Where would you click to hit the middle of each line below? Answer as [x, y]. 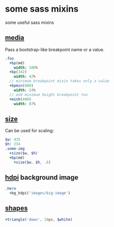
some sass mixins [42, 9]
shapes [16, 208]
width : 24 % [25, 90]
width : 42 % [25, 76]
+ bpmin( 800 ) [22, 86]
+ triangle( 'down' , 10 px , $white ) [39, 219]
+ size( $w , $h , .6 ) [32, 162]
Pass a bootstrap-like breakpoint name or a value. [55, 49]
